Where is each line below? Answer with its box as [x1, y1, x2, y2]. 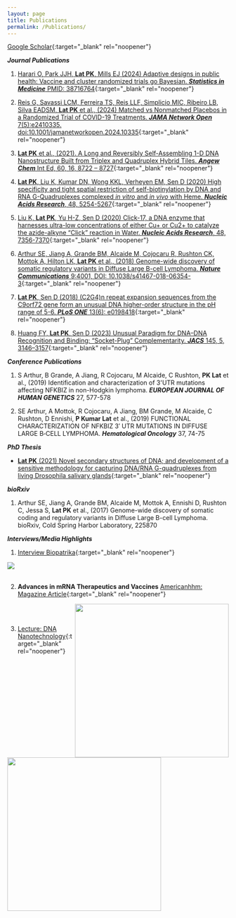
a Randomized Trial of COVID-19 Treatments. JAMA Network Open [17, 113, 213, 121]
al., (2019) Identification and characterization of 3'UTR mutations [17, 378, 206, 387]
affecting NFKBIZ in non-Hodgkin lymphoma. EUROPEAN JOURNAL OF [17, 386, 225, 394]
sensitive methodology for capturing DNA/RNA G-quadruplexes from [17, 464, 217, 472]
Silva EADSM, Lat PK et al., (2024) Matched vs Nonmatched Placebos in [17, 106, 227, 114]
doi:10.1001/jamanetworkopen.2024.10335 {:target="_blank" [17, 128, 189, 137]
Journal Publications [7, 56, 70, 65]
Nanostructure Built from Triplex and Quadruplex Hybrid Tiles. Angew [17, 157, 220, 165]
